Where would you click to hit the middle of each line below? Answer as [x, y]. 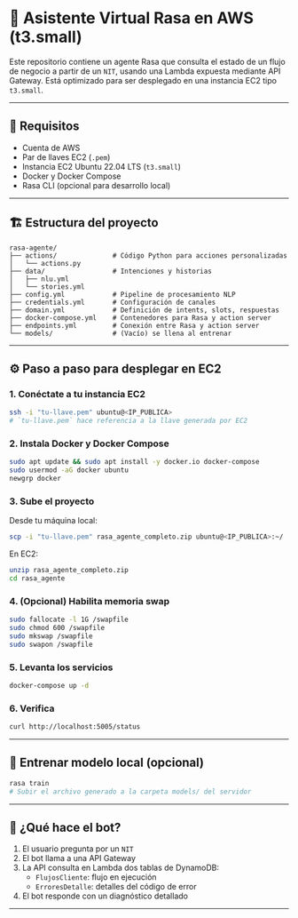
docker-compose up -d [49, 685]
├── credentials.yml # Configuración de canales [113, 302]
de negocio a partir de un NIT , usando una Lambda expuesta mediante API [145, 71]
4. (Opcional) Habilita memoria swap [90, 601]
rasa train [29, 783]
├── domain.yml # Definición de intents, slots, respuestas [144, 310]
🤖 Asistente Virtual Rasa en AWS [132, 18]
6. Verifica [32, 708]
